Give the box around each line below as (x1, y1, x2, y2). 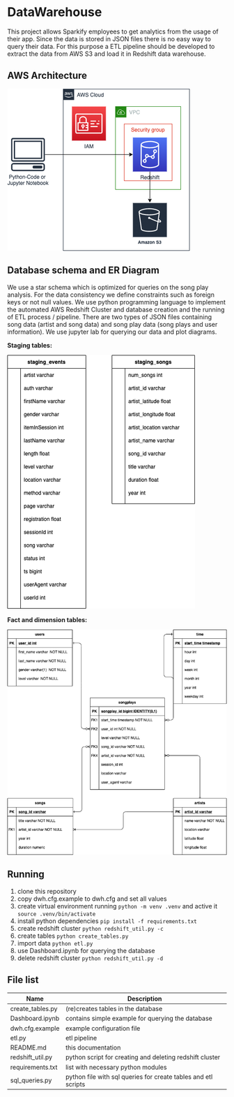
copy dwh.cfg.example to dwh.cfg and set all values (17, 894, 167, 903)
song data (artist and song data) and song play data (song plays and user (7, 320, 218, 328)
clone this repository (17, 887, 77, 895)
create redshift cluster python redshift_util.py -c (17, 924, 164, 932)
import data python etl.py (17, 938, 93, 947)
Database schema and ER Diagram (7, 265, 160, 277)
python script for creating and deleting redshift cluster (65, 1053, 221, 1061)
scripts (65, 1080, 86, 1088)
